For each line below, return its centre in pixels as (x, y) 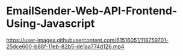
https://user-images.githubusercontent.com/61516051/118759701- (87, 40)
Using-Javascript (51, 24)
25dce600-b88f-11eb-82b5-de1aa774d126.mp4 (65, 46)
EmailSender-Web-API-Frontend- (92, 11)
